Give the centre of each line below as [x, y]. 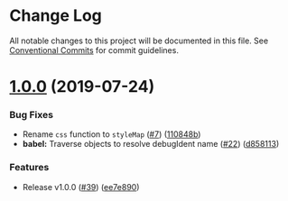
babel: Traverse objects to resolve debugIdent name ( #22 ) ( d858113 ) [151, 144]
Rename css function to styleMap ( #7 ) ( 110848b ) [111, 134]
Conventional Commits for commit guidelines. [94, 50]
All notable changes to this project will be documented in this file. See [139, 41]
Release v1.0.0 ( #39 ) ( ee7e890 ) [81, 187]
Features [29, 168]
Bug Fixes [32, 115]
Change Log [56, 16]
